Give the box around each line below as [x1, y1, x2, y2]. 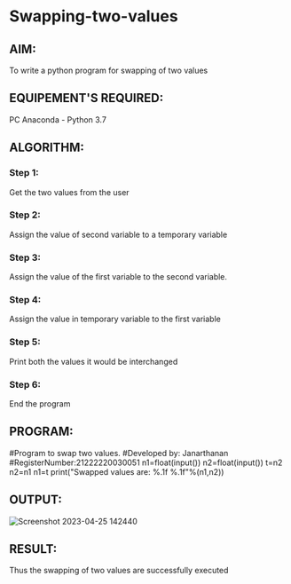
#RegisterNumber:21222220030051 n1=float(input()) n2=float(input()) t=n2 [9, 457, 283, 468]
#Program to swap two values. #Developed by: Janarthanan [9, 447, 229, 458]
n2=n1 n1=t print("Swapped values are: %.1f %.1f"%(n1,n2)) [9, 466, 224, 477]
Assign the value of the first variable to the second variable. [9, 272, 228, 282]
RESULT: [9, 541, 58, 556]
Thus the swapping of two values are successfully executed [9, 565, 229, 576]
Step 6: [9, 378, 42, 391]
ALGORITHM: [9, 140, 84, 155]
